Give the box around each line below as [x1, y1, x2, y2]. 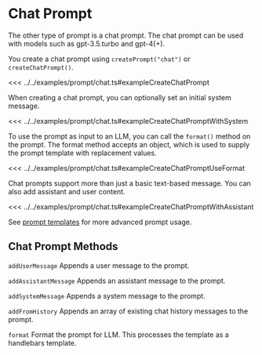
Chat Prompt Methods [8, 240, 118, 253]
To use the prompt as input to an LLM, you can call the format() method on [8, 131, 251, 141]
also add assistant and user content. [8, 187, 126, 196]
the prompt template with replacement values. [8, 148, 157, 158]
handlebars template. [8, 338, 77, 347]
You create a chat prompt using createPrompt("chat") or [8, 54, 191, 63]
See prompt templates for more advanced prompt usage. [8, 217, 192, 226]
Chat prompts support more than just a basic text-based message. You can [8, 178, 251, 188]
